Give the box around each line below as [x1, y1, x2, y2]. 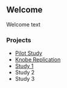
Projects [6, 36, 31, 44]
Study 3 [14, 75, 35, 83]
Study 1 [14, 63, 34, 70]
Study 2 [14, 69, 35, 76]
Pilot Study [14, 49, 42, 57]
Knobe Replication [14, 56, 61, 63]
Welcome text [6, 20, 41, 28]
